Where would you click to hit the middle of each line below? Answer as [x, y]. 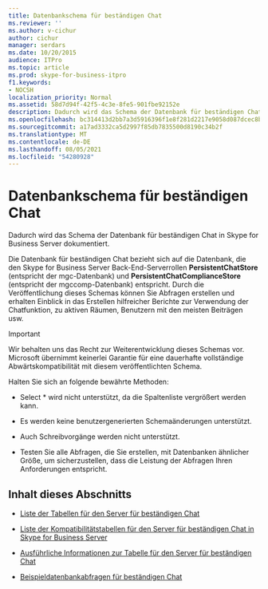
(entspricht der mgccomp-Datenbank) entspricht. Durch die [106, 285]
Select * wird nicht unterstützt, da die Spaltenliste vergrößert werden [133, 397]
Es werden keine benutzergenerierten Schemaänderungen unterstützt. [136, 421]
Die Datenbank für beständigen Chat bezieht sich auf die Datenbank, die [127, 259]
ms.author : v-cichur [43, 30]
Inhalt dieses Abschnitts [70, 494]
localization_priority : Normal [60, 97]
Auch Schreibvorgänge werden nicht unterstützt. [100, 437]
